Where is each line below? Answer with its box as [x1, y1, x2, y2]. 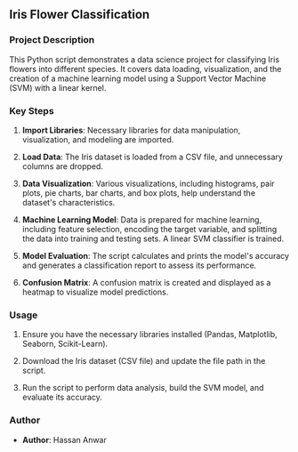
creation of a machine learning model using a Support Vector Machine [9, 73, 267, 84]
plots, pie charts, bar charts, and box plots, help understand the [21, 187, 256, 198]
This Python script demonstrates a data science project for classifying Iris [9, 53, 280, 65]
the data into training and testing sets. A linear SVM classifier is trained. [21, 233, 285, 244]
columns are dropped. [21, 160, 104, 172]
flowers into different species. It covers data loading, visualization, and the [9, 63, 282, 74]
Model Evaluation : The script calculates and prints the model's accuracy [21, 250, 290, 261]
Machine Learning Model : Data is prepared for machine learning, [21, 214, 262, 225]
